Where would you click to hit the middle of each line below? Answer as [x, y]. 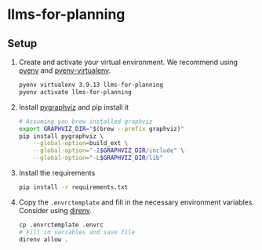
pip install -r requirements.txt [73, 187]
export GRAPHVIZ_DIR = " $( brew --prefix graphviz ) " [102, 129]
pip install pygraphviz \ [61, 136]
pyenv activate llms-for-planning [75, 92]
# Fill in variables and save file [77, 232]
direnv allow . [44, 239]
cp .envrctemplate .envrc [61, 225]
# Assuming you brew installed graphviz [86, 121]
